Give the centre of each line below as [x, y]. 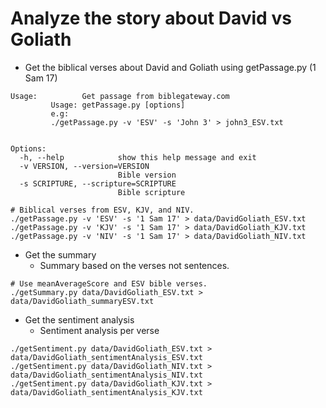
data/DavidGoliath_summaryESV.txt [82, 301]
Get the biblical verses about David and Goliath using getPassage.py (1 [170, 67]
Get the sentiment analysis [79, 319]
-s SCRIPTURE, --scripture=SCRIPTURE [98, 183]
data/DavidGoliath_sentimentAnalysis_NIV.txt [106, 375]
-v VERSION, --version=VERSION [84, 166]
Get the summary [60, 254]
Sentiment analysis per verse [99, 330]
